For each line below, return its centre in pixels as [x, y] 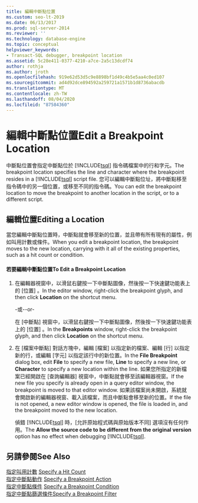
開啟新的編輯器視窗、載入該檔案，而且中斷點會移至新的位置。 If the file [105, 398]
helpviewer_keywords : [33, 50]
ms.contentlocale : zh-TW [37, 94]
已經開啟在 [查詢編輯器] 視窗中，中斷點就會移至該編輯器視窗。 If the [102, 376]
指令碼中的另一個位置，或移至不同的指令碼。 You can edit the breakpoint [94, 187]
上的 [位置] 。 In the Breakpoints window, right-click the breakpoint [96, 329]
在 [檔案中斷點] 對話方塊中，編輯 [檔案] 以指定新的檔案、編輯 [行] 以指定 [102, 348]
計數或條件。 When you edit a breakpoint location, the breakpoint [100, 242]
